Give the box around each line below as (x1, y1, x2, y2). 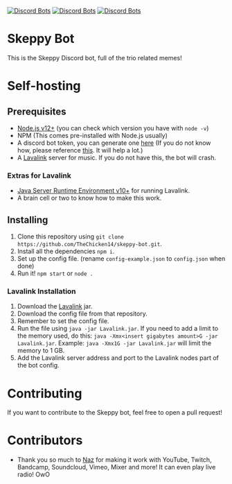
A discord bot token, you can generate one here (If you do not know (17, 139, 211, 147)
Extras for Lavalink (7, 171, 71, 180)
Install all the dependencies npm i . (17, 247, 115, 256)
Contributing (7, 386, 82, 401)
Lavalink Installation (7, 286, 76, 296)
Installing (7, 214, 48, 225)
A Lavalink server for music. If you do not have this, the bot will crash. (17, 153, 217, 162)
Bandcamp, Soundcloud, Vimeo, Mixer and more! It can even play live (17, 463, 216, 472)
